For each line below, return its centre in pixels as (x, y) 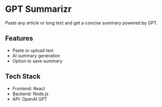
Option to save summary (37, 61)
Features (19, 38)
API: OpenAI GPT (30, 99)
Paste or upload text (33, 50)
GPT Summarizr (38, 9)
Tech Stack (23, 77)
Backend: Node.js (30, 94)
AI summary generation (36, 55)
